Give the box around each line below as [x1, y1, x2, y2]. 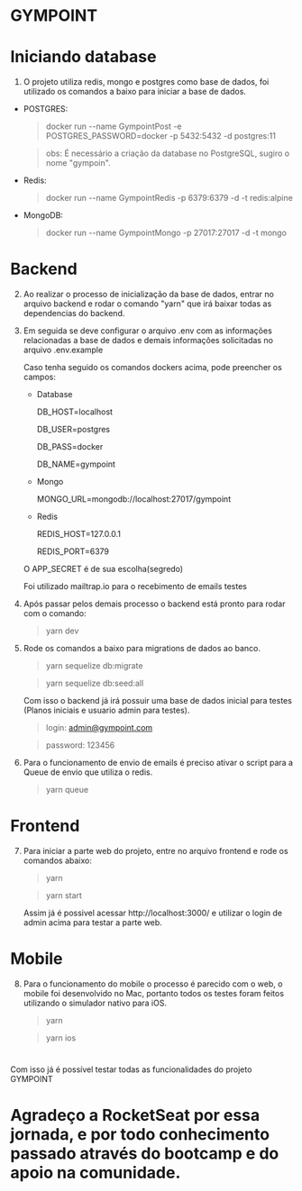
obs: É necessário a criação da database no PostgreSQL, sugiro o [45, 148, 290, 159]
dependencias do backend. [23, 308, 125, 319]
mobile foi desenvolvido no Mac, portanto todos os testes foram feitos [23, 987, 285, 998]
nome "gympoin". [45, 158, 111, 168]
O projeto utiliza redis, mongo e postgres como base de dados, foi [23, 77, 270, 87]
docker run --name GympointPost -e [45, 121, 182, 132]
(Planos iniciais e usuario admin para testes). [23, 705, 190, 716]
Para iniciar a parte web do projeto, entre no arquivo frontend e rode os [23, 846, 288, 856]
